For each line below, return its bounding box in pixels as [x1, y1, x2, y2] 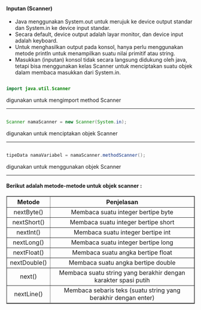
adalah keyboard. [14, 37, 58, 44]
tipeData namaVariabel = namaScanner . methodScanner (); [6, 152, 146, 158]
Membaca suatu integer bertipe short [69, 218, 175, 227]
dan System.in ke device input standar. [14, 25, 111, 32]
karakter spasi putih [94, 276, 150, 284]
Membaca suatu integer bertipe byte [71, 208, 173, 217]
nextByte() [13, 208, 44, 217]
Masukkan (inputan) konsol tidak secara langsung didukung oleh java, [14, 56, 187, 63]
